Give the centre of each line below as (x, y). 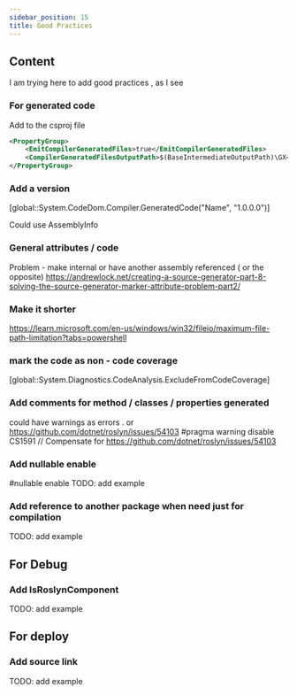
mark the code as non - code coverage (94, 360)
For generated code (52, 105)
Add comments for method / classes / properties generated (139, 403)
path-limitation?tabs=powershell (68, 338)
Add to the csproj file (47, 125)
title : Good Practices (51, 26)
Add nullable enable (53, 464)
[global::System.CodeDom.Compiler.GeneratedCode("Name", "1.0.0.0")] (140, 208)
